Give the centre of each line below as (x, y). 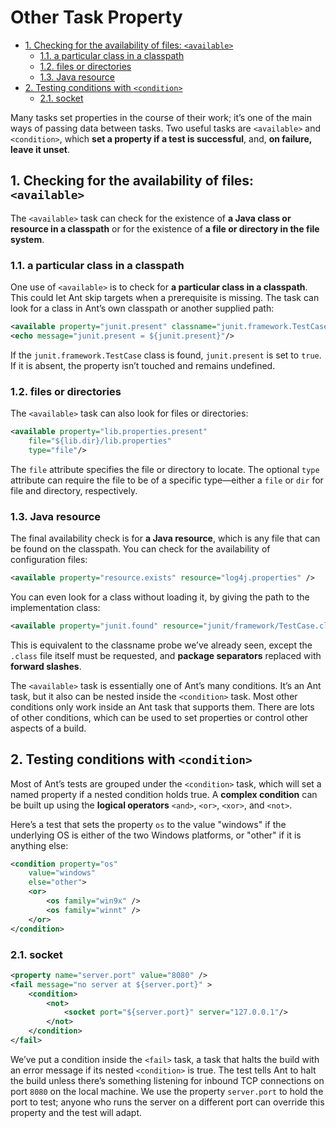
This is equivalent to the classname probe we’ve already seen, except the (161, 645)
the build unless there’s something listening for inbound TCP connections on (167, 1080)
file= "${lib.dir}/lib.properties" (100, 441)
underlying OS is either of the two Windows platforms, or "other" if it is (156, 835)
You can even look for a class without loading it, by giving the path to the (160, 597)
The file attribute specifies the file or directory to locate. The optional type (165, 469)
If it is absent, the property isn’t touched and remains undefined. (143, 365)
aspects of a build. (48, 728)
